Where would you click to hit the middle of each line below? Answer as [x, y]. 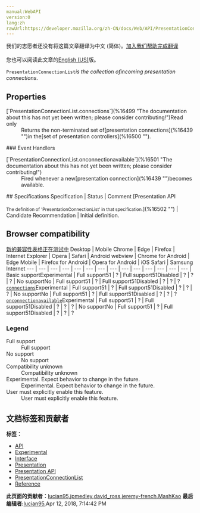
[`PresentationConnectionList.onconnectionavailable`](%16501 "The [89, 160]
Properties [26, 97]
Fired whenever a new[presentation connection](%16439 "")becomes [107, 179]
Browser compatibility [48, 234]
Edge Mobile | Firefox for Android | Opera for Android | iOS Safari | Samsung [100, 262]
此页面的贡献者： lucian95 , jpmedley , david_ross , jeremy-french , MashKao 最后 [100, 496]
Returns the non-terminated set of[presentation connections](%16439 [107, 130]
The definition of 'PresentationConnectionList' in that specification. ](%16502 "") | [92, 209]
